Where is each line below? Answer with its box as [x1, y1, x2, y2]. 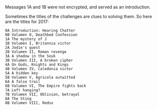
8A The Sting [5, 96, 32, 101]
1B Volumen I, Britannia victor [5, 41, 71, 46]
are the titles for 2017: [5, 19, 49, 24]
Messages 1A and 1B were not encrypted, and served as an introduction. [5, 4, 151, 10]
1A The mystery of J [5, 37, 47, 41]
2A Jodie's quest [5, 45, 41, 50]
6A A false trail [5, 79, 41, 84]
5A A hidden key [5, 71, 38, 75]
